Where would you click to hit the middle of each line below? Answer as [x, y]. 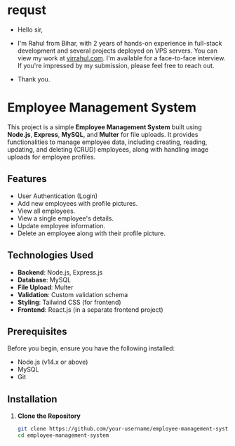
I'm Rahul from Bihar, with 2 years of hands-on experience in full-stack [120, 43]
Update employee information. [61, 225]
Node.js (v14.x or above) [53, 362]
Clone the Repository [49, 416]
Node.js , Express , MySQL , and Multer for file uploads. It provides [103, 134]
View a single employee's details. [66, 218]
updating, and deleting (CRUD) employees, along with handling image [108, 149]
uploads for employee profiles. [52, 157]
